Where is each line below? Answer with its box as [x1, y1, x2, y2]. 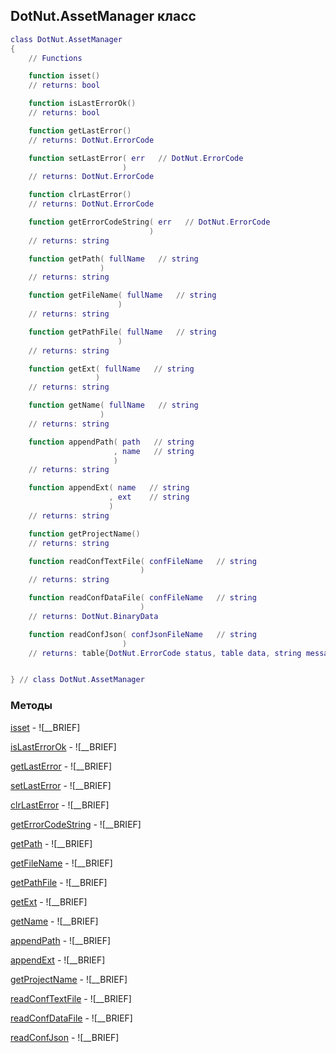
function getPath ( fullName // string [28, 254, 199, 264]
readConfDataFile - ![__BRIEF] [10, 1012, 133, 1024]
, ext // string [108, 492, 190, 503]
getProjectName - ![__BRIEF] [10, 973, 128, 985]
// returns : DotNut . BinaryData [28, 611, 159, 621]
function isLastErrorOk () [28, 99, 137, 109]
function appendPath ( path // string [28, 437, 195, 447]
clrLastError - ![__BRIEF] [10, 799, 110, 811]
